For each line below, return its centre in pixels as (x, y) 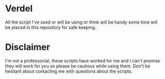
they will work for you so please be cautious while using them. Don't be (78, 66)
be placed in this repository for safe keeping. (51, 27)
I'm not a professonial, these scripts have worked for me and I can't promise (83, 61)
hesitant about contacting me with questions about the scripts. (69, 71)
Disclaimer (28, 47)
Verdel (19, 9)
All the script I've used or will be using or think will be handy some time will (82, 22)
